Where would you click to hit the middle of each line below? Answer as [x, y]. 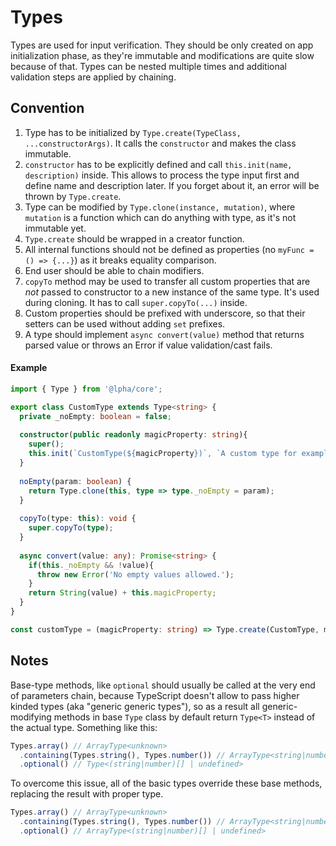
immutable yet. [55, 228]
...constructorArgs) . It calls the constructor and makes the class [160, 143]
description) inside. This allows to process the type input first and [162, 175]
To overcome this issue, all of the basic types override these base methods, [166, 783]
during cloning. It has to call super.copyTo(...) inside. [136, 302]
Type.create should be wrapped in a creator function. [134, 238]
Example [29, 368]
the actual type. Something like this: [84, 727]
